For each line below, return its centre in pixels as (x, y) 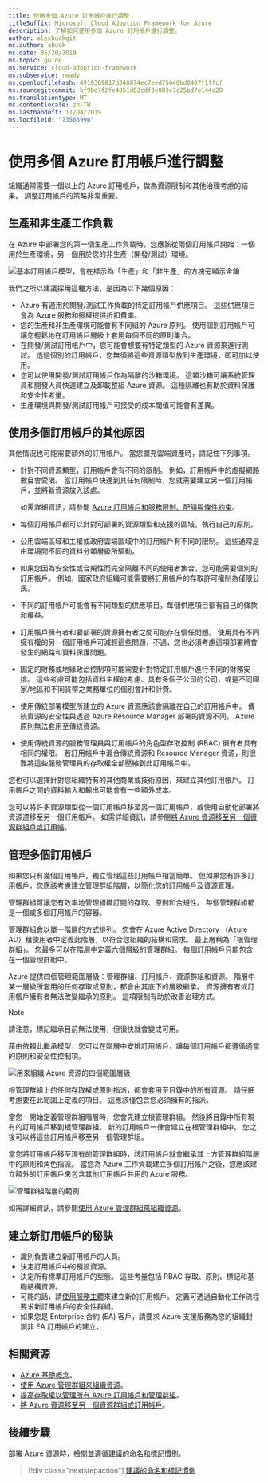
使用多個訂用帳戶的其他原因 (77, 433)
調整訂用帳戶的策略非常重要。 (73, 195)
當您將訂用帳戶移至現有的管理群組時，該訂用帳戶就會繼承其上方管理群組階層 (134, 1154)
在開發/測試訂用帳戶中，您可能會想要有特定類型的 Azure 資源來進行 (130, 345)
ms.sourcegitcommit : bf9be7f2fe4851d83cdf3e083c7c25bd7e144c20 (116, 90)
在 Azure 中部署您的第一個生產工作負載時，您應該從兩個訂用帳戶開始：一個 (132, 244)
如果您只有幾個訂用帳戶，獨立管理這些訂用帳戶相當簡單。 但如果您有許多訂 (132, 876)
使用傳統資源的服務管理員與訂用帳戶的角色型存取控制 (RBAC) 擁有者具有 (138, 743)
